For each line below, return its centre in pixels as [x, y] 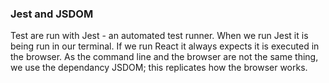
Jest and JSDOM [52, 14]
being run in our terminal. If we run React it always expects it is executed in [165, 46]
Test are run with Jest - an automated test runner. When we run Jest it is [159, 36]
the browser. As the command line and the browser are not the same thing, [164, 57]
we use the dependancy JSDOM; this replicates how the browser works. [159, 68]
